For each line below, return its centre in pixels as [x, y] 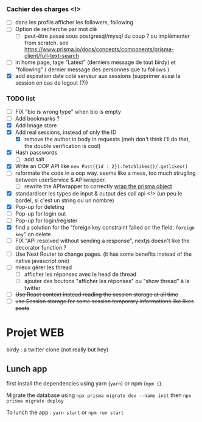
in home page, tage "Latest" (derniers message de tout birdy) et [96, 62]
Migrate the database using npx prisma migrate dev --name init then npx [99, 395]
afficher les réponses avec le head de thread [80, 274]
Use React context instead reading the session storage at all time [96, 295]
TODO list [21, 98]
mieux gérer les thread [44, 267]
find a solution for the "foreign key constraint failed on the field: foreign [105, 227]
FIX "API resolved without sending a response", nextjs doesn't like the [102, 241]
